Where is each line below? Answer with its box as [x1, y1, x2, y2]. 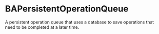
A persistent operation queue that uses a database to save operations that [5, 19, 154, 25]
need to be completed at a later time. [5, 24, 79, 30]
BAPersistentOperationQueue [5, 3, 129, 14]
